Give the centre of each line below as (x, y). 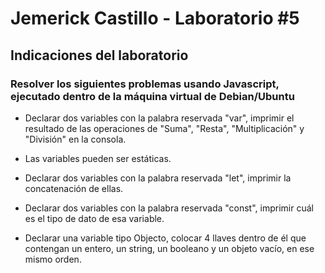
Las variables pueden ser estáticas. (98, 158)
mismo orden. (53, 259)
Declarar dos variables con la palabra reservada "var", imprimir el (159, 118)
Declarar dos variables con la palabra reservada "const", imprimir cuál (169, 208)
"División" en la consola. (75, 139)
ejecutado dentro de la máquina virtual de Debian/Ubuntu (152, 96)
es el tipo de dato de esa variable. (94, 218)
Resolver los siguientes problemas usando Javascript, (145, 84)
